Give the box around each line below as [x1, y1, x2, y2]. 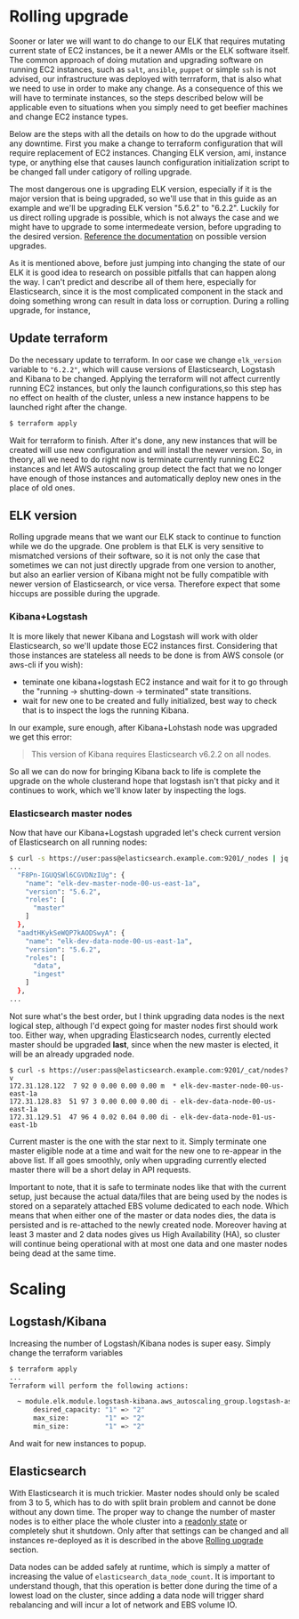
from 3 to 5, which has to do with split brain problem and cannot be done [9, 1497, 277, 1508]
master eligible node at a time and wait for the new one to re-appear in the [9, 1145, 282, 1156]
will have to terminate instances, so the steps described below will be [9, 92, 264, 103]
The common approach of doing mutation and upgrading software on [9, 54, 264, 65]
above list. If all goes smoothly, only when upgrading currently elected [9, 1154, 267, 1165]
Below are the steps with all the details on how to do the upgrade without [9, 128, 277, 139]
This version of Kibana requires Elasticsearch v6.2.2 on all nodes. [30, 749, 271, 759]
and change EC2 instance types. [9, 111, 129, 122]
